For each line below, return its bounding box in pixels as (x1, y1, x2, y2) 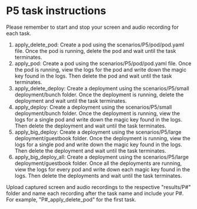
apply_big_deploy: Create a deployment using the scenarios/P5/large (14, 128, 182, 136)
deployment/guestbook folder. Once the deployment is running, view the (14, 134, 191, 141)
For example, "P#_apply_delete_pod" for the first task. (6, 195, 136, 203)
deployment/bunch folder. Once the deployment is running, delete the (14, 91, 184, 98)
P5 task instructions (6, 4, 106, 18)
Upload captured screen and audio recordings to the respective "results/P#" (6, 183, 191, 190)
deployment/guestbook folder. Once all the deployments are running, (14, 160, 182, 167)
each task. (6, 29, 31, 36)
